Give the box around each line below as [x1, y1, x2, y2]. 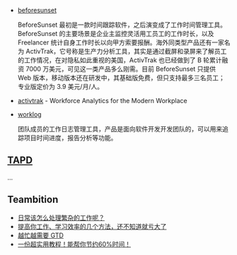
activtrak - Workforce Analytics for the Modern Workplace [17, 97, 187, 105]
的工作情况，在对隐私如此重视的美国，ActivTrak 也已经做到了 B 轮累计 [17, 56, 222, 64]
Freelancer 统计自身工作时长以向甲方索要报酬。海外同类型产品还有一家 [17, 38, 224, 47]
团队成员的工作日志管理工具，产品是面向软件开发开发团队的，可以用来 [17, 125, 223, 133]
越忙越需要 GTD [17, 231, 64, 239]
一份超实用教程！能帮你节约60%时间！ [17, 239, 132, 248]
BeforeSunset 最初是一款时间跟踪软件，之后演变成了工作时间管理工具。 [17, 20, 227, 29]
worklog [17, 110, 42, 119]
